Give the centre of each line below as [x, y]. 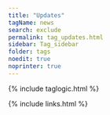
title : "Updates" [37, 15]
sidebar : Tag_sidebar [44, 45]
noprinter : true [35, 66]
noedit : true [29, 59]
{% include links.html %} [48, 103]
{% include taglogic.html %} [54, 88]
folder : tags [29, 52]
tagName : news [31, 23]
